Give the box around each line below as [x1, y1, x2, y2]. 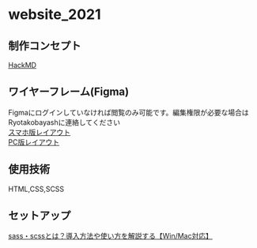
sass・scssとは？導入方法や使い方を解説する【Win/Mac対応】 [8, 231, 214, 241]
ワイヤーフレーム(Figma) [8, 85, 129, 99]
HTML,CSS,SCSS [8, 184, 65, 194]
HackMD [8, 61, 37, 70]
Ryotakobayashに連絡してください [8, 117, 121, 127]
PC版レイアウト [8, 137, 60, 147]
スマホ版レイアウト [8, 127, 71, 137]
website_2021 [8, 6, 101, 24]
